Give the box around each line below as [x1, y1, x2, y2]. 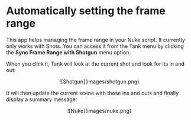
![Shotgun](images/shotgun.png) [59, 78, 140, 85]
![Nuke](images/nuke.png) [67, 107, 132, 114]
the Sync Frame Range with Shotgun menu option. [6, 48, 131, 56]
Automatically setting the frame [6, 4, 166, 18]
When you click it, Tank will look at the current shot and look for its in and [6, 60, 185, 67]
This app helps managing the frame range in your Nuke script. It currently [6, 36, 185, 43]
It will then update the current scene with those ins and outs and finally [6, 89, 179, 96]
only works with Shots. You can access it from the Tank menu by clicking [6, 43, 184, 50]
